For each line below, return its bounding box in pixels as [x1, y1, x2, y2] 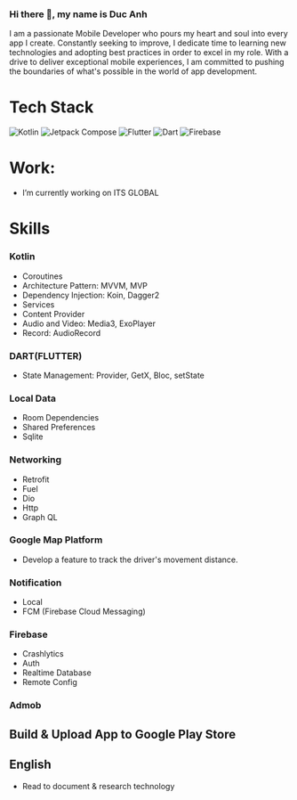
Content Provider [21, 308, 85, 319]
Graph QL [21, 511, 58, 522]
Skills [9, 218, 51, 239]
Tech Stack [9, 97, 94, 118]
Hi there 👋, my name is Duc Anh [9, 8, 148, 20]
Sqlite [21, 431, 44, 442]
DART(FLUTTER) [9, 349, 83, 362]
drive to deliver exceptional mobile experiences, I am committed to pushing [9, 57, 285, 68]
